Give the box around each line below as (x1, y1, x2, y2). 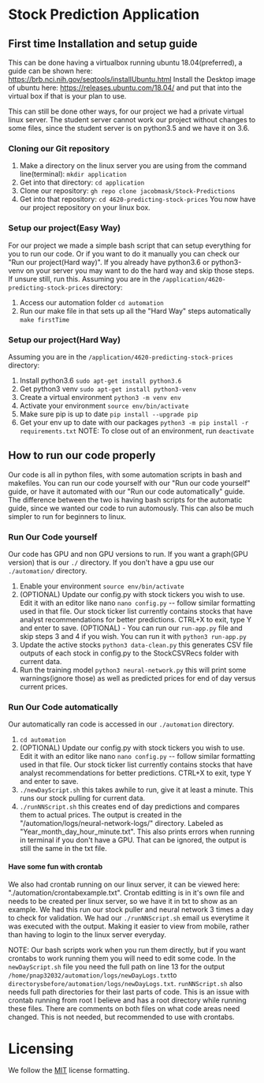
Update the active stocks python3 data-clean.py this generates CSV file (19, 640, 254, 649)
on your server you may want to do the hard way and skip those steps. (25, 266, 255, 275)
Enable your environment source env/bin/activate (19, 581, 184, 591)
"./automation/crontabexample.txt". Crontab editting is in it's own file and (8, 887, 245, 897)
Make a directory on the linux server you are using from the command (19, 161, 247, 170)
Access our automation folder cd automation (19, 297, 164, 307)
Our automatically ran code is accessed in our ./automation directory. (8, 719, 235, 729)
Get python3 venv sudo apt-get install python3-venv (19, 384, 197, 394)
